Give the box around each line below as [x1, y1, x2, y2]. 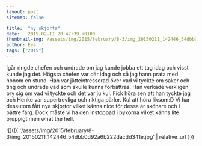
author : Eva [6, 42, 36, 48]
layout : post [6, 8, 39, 15]
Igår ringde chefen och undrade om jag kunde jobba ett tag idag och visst [6, 64, 189, 71]
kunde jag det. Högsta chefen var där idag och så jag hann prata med [6, 70, 179, 78]
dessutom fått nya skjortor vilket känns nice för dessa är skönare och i [6, 102, 180, 109]
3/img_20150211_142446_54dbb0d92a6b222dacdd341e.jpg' [6, 133, 155, 140]
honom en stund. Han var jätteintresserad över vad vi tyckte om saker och [6, 76, 190, 84]
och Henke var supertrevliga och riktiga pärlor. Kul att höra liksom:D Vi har [6, 96, 191, 103]
